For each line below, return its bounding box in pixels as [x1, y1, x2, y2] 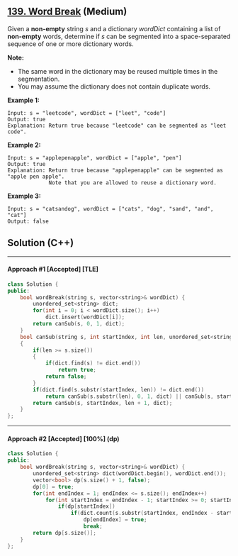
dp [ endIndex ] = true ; [83, 516, 147, 523]
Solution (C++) [7, 237, 74, 249]
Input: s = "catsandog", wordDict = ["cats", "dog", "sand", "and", [7, 205, 214, 212]
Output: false [7, 218, 50, 225]
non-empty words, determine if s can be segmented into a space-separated [7, 32, 231, 40]
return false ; [45, 373, 87, 380]
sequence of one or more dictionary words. [7, 39, 134, 48]
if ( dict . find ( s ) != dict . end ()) [45, 360, 141, 367]
